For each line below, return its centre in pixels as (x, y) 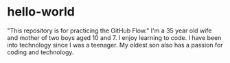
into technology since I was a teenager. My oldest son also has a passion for (115, 45)
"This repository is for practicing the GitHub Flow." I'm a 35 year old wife (110, 30)
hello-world (41, 12)
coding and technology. (41, 52)
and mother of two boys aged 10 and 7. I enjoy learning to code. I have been (114, 37)
